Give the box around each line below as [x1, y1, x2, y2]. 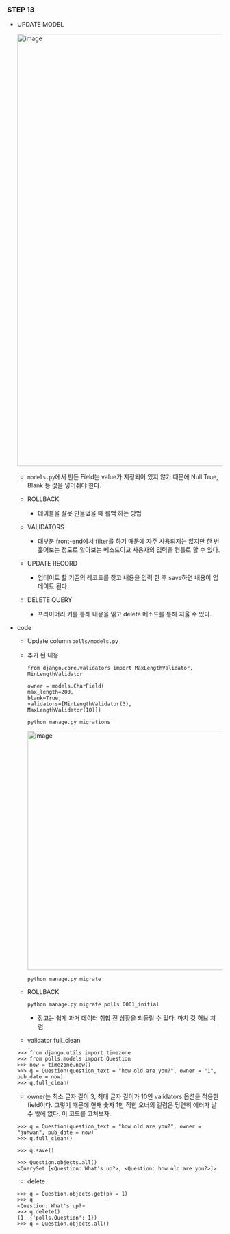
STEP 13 [7, 5, 35, 14]
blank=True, [27, 694, 62, 702]
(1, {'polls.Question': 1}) [16, 1215, 97, 1222]
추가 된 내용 [27, 651, 59, 660]
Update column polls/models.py [27, 637, 118, 645]
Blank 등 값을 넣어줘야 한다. [27, 481, 101, 489]
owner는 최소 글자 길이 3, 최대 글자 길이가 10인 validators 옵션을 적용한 [27, 1092, 219, 1101]
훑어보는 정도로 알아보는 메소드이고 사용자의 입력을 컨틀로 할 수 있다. [37, 546, 220, 554]
